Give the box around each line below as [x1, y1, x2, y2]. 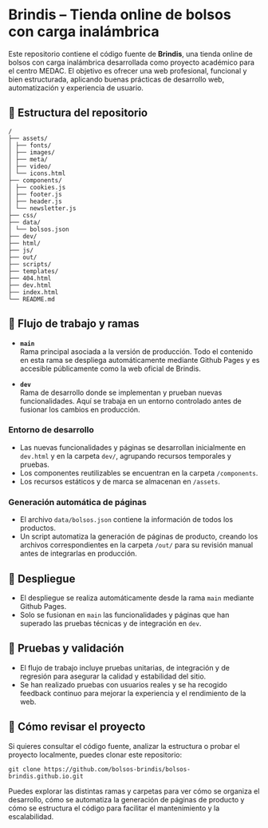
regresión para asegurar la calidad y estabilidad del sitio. [19, 671, 207, 681]
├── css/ [8, 211, 37, 219]
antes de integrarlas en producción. [19, 549, 137, 559]
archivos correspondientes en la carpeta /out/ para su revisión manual [19, 540, 254, 550]
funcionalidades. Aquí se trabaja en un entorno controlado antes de [19, 396, 242, 405]
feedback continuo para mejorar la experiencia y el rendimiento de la [19, 688, 246, 698]
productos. [19, 523, 56, 533]
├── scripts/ [8, 260, 52, 269]
